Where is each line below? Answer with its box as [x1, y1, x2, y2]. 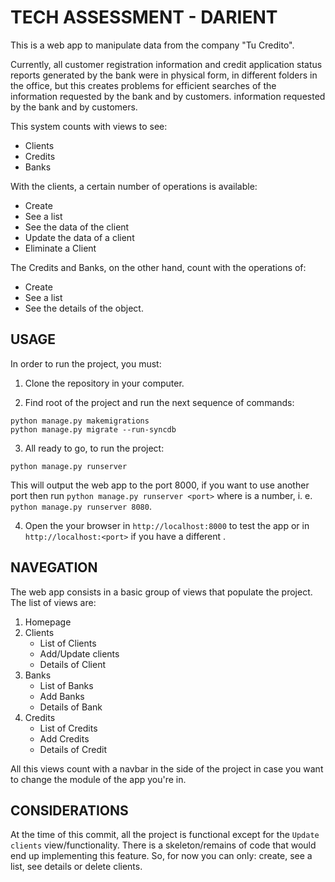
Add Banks [39, 690, 85, 702]
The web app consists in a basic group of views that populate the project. [10, 586, 313, 598]
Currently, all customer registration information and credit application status [10, 58, 323, 70]
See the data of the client [24, 221, 130, 233]
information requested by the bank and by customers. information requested [10, 90, 326, 102]
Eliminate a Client [24, 242, 97, 254]
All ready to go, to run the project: [24, 442, 165, 454]
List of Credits [39, 722, 98, 734]
